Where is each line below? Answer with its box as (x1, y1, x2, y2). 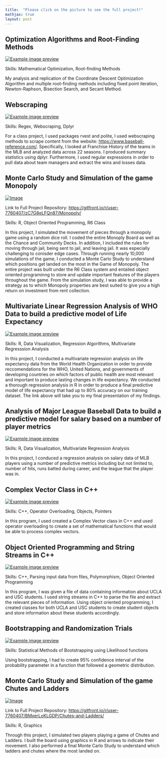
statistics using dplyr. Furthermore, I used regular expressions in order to (5, 154, 154, 160)
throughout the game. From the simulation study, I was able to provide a (5, 277, 153, 283)
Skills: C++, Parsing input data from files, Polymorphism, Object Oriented (5, 574, 155, 580)
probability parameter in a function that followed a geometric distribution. (5, 662, 155, 668)
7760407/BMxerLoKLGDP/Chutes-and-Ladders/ (5, 713, 104, 719)
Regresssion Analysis (5, 346, 49, 352)
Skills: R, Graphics (5, 722, 42, 728)
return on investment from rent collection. (5, 287, 90, 293)
